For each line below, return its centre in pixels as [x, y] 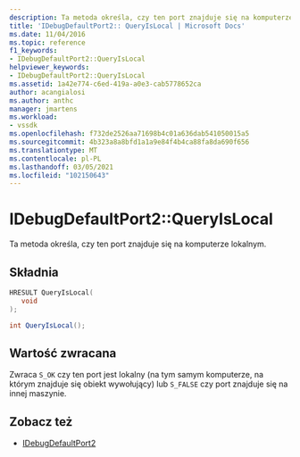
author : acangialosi [48, 92]
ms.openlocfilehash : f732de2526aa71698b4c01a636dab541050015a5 [129, 134]
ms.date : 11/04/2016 [48, 34]
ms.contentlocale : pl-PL [55, 158]
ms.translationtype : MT [54, 150]
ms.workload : [33, 117]
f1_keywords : [33, 51]
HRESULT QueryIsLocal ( [51, 293]
